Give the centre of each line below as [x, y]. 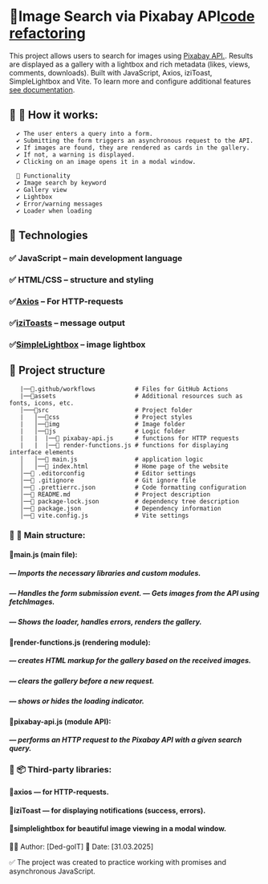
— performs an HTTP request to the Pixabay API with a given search [126, 740]
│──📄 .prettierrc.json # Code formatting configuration [133, 487]
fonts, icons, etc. [42, 403]
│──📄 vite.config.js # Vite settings [104, 515]
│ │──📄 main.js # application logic [112, 459]
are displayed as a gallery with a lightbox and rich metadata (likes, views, [130, 64]
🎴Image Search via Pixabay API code [132, 16]
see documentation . [42, 90]
